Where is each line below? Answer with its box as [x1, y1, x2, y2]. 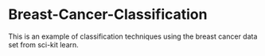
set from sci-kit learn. [8, 39, 80, 49]
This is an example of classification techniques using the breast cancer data [8, 32, 258, 41]
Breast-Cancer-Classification [8, 6, 208, 24]
